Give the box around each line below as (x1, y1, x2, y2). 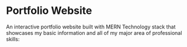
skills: (6, 35, 20, 42)
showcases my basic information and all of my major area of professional (6, 29, 182, 36)
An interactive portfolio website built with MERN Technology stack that (6, 23, 176, 30)
